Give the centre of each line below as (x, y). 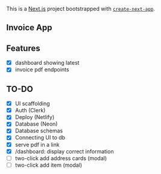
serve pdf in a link (37, 144)
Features (23, 48)
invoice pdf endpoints (42, 69)
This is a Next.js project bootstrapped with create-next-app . (81, 9)
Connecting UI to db (40, 138)
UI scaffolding (32, 104)
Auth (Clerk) (30, 111)
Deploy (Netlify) (35, 117)
